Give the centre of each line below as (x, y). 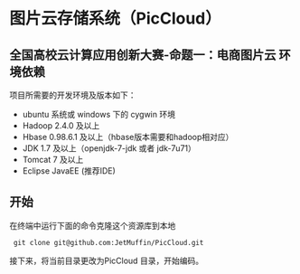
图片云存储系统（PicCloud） (115, 19)
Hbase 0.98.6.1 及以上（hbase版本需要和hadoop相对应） (128, 137)
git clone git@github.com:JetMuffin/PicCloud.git (108, 242)
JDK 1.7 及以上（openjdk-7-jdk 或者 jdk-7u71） (109, 148)
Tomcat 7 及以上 (53, 160)
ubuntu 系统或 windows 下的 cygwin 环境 (99, 114)
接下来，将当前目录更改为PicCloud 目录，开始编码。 (107, 260)
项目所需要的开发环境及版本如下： (73, 95)
